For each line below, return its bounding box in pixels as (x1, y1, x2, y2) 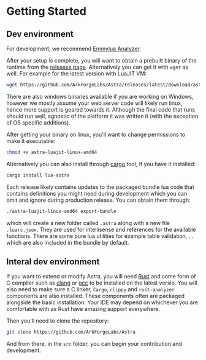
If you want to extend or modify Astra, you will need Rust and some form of (6, 273, 196, 280)
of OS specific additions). (6, 118, 71, 126)
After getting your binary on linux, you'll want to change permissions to (6, 131, 186, 138)
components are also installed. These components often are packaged (6, 293, 185, 300)
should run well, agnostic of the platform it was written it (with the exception (6, 112, 199, 120)
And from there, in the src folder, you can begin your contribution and (6, 340, 183, 348)
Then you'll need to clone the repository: (6, 317, 109, 324)
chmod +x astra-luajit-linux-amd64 (6, 149, 97, 155)
